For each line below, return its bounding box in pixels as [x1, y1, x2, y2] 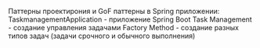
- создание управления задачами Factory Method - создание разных [8, 23, 239, 32]
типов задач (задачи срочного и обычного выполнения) [8, 31, 196, 40]
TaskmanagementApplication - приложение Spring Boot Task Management [8, 15, 252, 24]
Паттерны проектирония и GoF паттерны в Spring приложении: [8, 7, 220, 15]
